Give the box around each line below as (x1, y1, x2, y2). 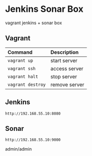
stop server (50, 73, 78, 80)
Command (7, 48, 33, 55)
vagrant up (7, 58, 33, 63)
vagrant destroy (7, 81, 46, 87)
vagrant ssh (7, 66, 36, 71)
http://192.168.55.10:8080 (5, 111, 61, 116)
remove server (50, 81, 85, 88)
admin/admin (5, 146, 32, 152)
